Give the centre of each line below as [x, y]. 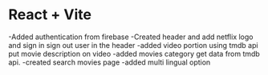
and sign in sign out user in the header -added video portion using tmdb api [133, 45]
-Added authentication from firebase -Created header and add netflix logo [131, 37]
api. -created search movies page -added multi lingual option [110, 62]
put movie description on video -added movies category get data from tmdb [134, 53]
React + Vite [50, 15]
